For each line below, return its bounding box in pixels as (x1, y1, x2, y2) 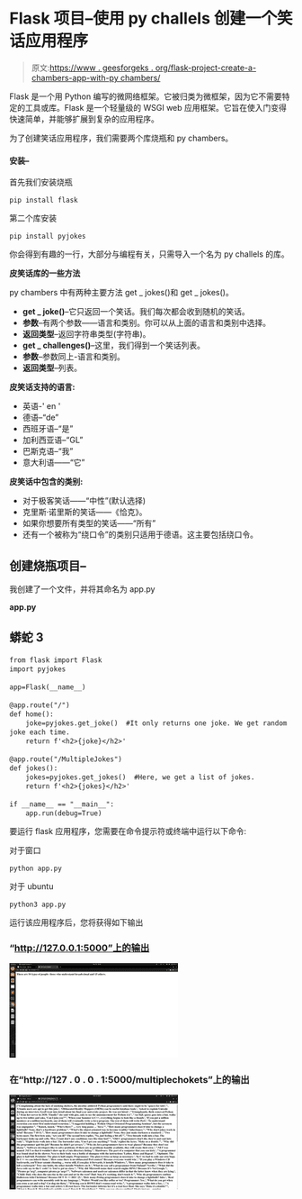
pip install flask (9, 195, 78, 205)
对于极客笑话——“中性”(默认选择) (22, 495, 147, 506)
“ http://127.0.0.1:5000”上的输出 (9, 941, 150, 954)
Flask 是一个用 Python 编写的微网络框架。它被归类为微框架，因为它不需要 (9, 91, 282, 102)
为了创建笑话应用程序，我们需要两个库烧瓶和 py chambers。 (9, 132, 234, 143)
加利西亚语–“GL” (22, 434, 84, 446)
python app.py (9, 864, 63, 873)
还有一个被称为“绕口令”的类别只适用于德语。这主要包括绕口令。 (22, 529, 259, 540)
